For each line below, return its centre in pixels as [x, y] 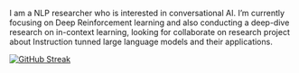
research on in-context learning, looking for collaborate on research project [150, 32]
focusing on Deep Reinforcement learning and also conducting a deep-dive [149, 23]
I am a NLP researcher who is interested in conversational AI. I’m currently [147, 13]
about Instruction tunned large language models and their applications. [141, 41]
